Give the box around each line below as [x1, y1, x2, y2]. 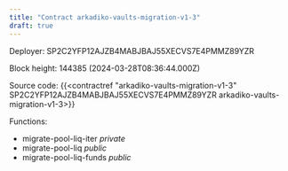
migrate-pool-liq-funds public [21, 152, 132, 162]
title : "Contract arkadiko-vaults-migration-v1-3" [9, 12, 201, 22]
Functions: [9, 116, 48, 127]
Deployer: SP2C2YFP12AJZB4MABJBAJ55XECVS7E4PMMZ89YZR [9, 45, 255, 56]
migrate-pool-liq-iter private [21, 133, 126, 144]
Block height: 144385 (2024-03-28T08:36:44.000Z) [9, 63, 201, 74]
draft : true [9, 21, 53, 30]
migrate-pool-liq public [21, 143, 107, 153]
